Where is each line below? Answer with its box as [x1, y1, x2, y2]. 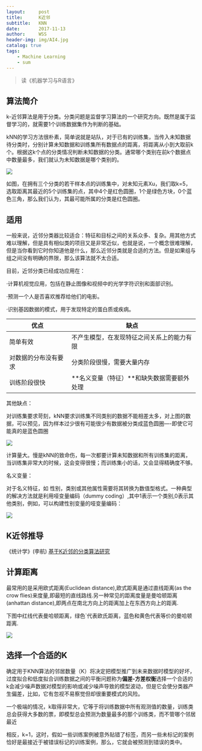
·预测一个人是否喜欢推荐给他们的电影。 [6, 293, 103, 300]
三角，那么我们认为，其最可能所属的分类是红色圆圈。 [11, 195, 143, 203]
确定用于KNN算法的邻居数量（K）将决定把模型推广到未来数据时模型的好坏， [6, 667, 195, 674]
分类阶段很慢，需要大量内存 [71, 358, 150, 367]
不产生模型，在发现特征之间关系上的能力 [71, 333, 186, 341]
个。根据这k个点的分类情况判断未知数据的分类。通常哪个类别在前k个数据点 [6, 148, 191, 156]
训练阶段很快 [9, 378, 46, 387]
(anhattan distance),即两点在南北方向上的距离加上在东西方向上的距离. [6, 599, 179, 606]
